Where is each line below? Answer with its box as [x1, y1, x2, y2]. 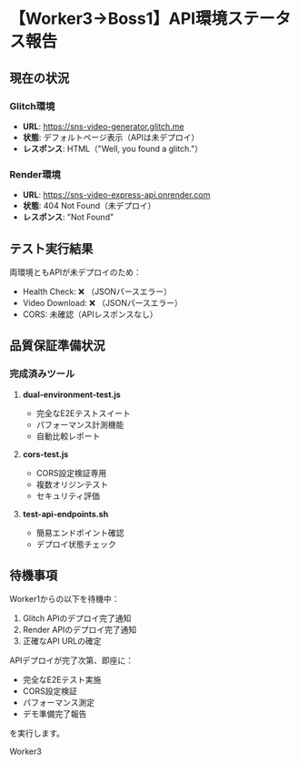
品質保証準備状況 [9, 338, 105, 353]
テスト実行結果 [9, 240, 94, 256]
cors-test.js [22, 448, 69, 460]
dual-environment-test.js [22, 389, 121, 400]
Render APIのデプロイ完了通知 [22, 625, 137, 636]
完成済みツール [9, 368, 75, 381]
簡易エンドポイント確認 [35, 527, 125, 538]
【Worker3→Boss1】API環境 [9, 8, 228, 29]
